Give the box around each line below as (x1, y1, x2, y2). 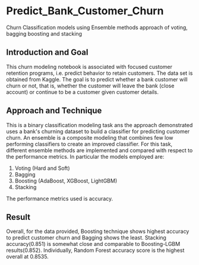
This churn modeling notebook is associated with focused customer (6, 63, 172, 70)
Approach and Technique (6, 106, 102, 116)
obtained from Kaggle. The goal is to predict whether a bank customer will (6, 75, 188, 83)
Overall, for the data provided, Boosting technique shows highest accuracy (6, 228, 189, 235)
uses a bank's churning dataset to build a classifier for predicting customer (6, 128, 190, 135)
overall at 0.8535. (6, 253, 49, 260)
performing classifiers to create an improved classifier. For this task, (6, 140, 173, 147)
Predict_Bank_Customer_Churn (6, 4, 164, 18)
